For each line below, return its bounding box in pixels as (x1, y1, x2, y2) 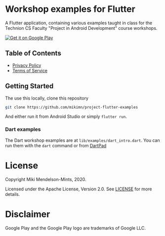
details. (5, 191, 20, 197)
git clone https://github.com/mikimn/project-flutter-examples (5, 105, 138, 110)
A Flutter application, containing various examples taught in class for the (5, 20, 152, 26)
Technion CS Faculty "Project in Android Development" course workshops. (5, 25, 158, 31)
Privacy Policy (12, 62, 41, 68)
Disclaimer (5, 208, 50, 220)
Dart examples (5, 126, 41, 133)
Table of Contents (5, 49, 62, 58)
